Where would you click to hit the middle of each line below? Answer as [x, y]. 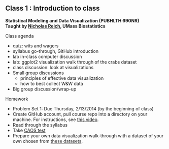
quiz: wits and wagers [36, 46]
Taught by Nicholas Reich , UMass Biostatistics [55, 26]
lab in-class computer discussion [47, 56]
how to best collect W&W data [52, 83]
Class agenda [20, 36]
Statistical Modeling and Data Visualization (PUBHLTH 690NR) [72, 20]
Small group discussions [38, 73]
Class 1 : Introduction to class [53, 8]
